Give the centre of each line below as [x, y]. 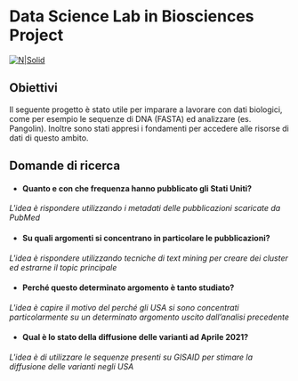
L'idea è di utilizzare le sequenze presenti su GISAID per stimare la [131, 357]
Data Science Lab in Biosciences [132, 16]
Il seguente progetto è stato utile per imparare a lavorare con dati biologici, [146, 109]
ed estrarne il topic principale [63, 267]
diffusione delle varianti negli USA [72, 366]
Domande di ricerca [65, 166]
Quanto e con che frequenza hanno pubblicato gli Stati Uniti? [137, 188]
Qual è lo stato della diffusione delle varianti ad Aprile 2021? [135, 337]
